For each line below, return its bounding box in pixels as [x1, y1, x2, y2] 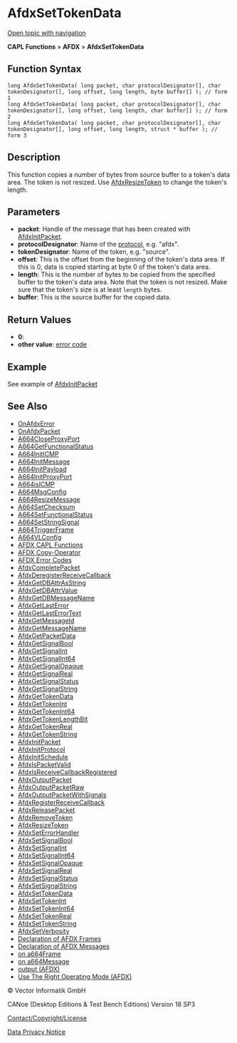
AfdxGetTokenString [17, 729, 78, 739]
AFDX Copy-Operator [17, 548, 81, 557]
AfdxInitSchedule [17, 752, 69, 761]
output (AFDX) [17, 965, 60, 973]
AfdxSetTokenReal [17, 911, 73, 920]
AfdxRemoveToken [17, 813, 73, 821]
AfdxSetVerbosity [17, 927, 70, 935]
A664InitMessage [17, 457, 70, 466]
